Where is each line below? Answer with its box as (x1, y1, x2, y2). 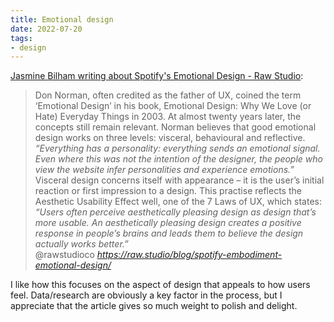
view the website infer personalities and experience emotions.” (34, 164, 295, 176)
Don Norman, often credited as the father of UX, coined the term (34, 89, 302, 101)
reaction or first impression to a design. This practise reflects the (34, 185, 302, 197)
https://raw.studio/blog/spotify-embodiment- (96, 249, 283, 261)
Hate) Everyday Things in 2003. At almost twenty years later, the (34, 111, 302, 123)
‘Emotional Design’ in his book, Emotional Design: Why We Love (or (34, 100, 312, 112)
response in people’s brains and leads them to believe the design (34, 227, 304, 240)
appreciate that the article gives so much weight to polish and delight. (10, 300, 298, 312)
